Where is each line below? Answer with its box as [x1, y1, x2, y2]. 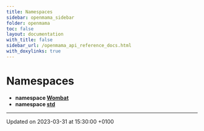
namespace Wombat [15, 94, 69, 101]
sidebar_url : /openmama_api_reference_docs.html [6, 43, 132, 49]
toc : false [6, 25, 34, 32]
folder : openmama [6, 20, 50, 26]
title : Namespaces [6, 8, 53, 15]
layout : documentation [6, 31, 64, 37]
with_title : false [6, 37, 53, 43]
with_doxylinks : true [6, 48, 61, 54]
